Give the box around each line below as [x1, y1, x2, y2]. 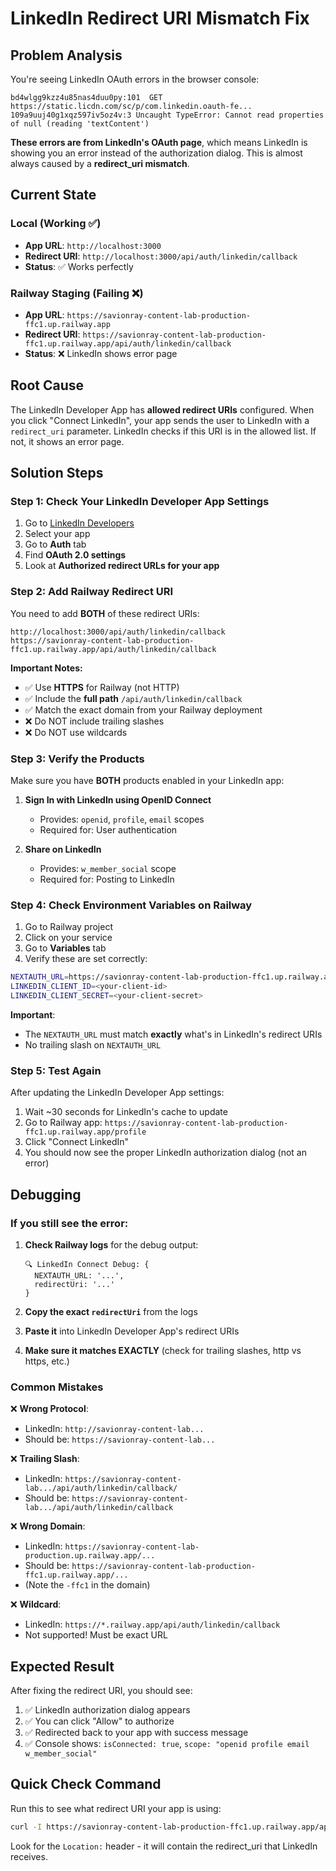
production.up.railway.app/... [24, 1551, 156, 1561]
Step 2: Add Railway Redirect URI [10, 585, 174, 599]
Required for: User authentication [39, 824, 178, 836]
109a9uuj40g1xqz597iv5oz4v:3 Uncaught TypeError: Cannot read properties [10, 110, 325, 120]
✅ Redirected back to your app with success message [24, 1727, 249, 1739]
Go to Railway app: [24, 1117, 103, 1129]
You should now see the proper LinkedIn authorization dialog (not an [24, 1147, 308, 1159]
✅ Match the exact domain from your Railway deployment [24, 703, 263, 716]
